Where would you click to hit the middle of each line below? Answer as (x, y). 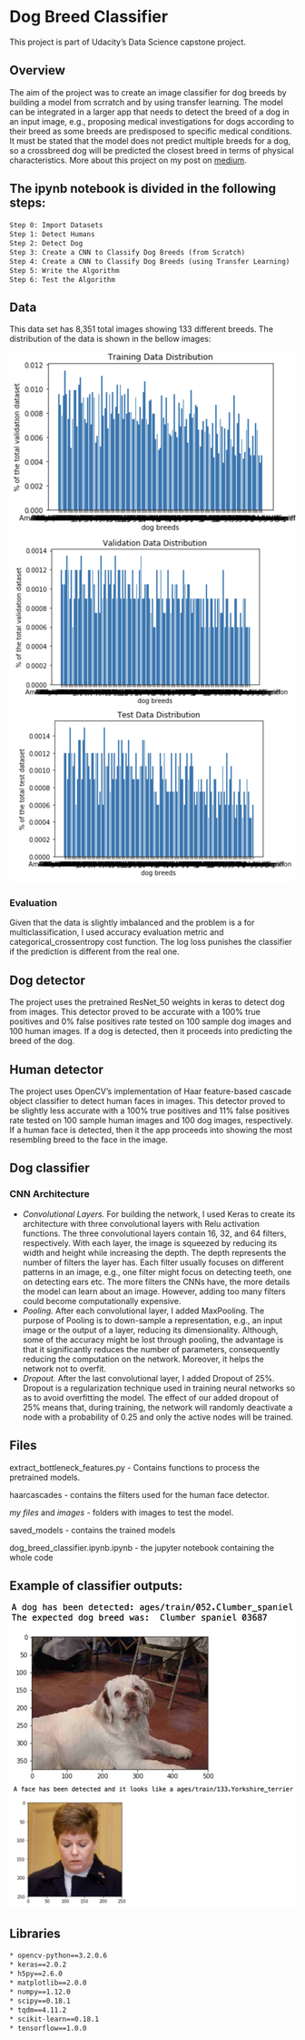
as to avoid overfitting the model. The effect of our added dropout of (151, 1397)
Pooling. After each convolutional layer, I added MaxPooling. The (143, 1311)
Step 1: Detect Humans (52, 234)
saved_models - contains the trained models (93, 1530)
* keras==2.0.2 (38, 1965)
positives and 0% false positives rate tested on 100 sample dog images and (151, 1021)
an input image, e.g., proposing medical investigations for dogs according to (152, 121)
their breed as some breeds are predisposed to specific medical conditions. (151, 131)
